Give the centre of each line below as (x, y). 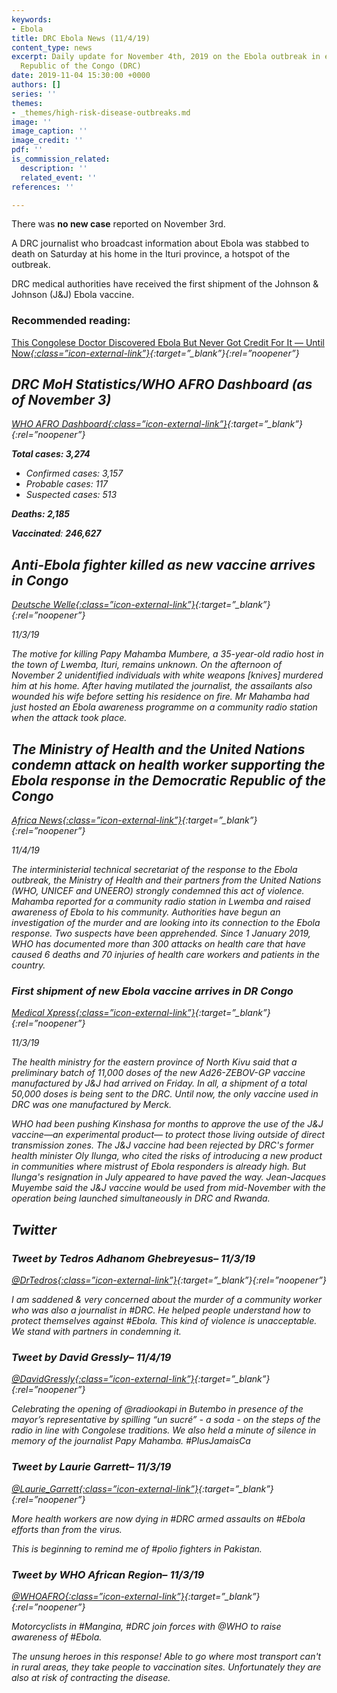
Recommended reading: (71, 321)
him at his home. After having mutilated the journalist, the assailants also (162, 686)
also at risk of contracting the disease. (91, 1677)
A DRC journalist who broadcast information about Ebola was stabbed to (160, 243)
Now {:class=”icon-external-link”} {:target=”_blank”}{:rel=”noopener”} (155, 353)
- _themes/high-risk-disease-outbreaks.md (101, 112)
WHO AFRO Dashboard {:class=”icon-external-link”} (119, 424)
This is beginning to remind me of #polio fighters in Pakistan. (137, 1548)
